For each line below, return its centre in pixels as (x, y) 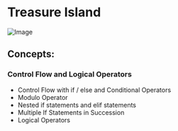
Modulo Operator (43, 97)
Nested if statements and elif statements (77, 105)
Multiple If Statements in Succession (71, 112)
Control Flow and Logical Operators (70, 74)
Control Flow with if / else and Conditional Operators (94, 90)
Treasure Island (54, 12)
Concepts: (31, 54)
